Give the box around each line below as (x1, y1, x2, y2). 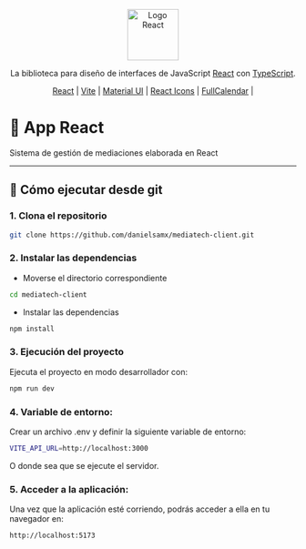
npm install (9, 324, 55, 333)
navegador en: (9, 513, 64, 524)
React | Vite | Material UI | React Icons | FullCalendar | (52, 86, 254, 96)
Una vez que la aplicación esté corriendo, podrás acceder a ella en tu (9, 503, 270, 514)
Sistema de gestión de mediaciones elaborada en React (9, 147, 219, 158)
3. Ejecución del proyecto (9, 346, 125, 359)
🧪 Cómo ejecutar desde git (9, 182, 163, 198)
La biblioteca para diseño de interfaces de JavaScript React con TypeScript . (10, 68, 296, 78)
